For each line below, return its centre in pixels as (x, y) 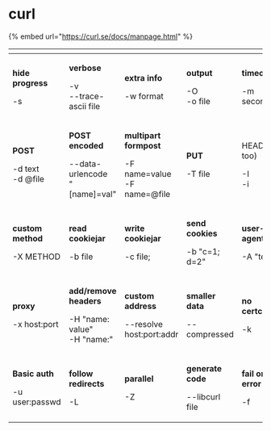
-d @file (28, 178)
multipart (143, 136)
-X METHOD (37, 257)
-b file (81, 257)
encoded (86, 145)
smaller (201, 295)
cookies (202, 233)
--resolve (144, 324)
